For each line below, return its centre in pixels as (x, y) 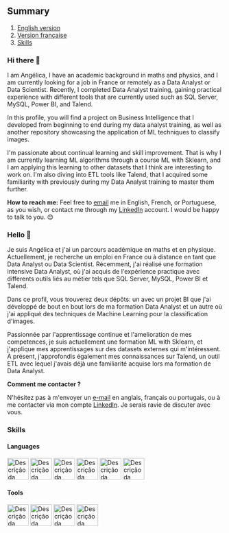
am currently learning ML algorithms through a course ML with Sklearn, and (114, 160)
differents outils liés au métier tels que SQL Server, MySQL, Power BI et (108, 279)
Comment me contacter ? (44, 384)
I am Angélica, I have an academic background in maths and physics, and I (112, 75)
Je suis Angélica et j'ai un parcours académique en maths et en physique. (111, 250)
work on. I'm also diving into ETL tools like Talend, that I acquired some (107, 175)
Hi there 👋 (24, 60)
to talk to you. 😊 (30, 217)
